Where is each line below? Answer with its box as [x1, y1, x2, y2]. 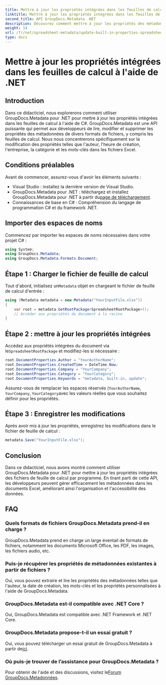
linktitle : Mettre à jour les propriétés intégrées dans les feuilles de [5, 12, 161, 17]
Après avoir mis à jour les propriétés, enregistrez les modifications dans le [5, 423, 156, 429]
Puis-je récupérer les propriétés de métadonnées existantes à [5, 560, 157, 567]
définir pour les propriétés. [5, 395, 60, 401]
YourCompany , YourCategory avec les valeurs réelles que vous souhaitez [5, 390, 147, 396]
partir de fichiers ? [5, 566, 50, 573]
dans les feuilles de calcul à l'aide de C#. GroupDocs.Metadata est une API [5, 120, 158, 126]
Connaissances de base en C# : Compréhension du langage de [12, 199, 141, 205]
